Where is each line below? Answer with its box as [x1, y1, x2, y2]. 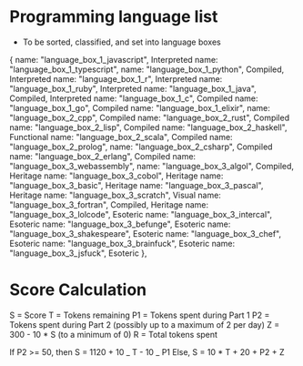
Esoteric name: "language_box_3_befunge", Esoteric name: [9, 219, 231, 229]
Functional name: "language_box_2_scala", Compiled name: [9, 131, 234, 142]
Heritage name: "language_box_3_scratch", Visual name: [9, 189, 221, 200]
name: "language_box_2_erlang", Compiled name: [9, 150, 197, 161]
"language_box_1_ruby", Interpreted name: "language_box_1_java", [9, 83, 257, 94]
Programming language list [9, 6, 218, 27]
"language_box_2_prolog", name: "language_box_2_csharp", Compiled [9, 141, 273, 152]
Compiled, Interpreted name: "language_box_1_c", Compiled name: [9, 93, 258, 104]
